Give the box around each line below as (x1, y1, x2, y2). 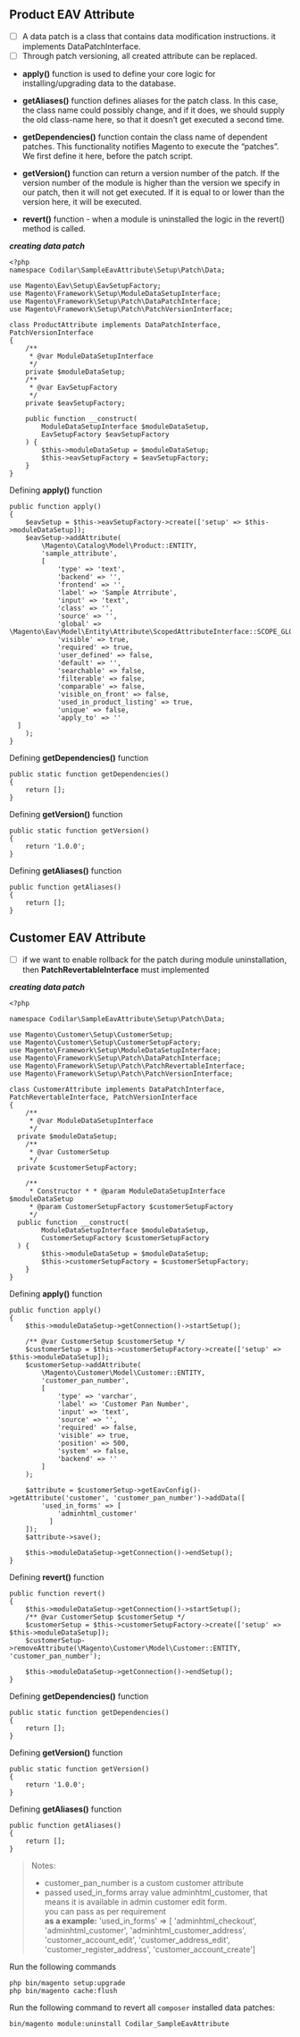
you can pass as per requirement (44, 1906, 167, 1916)
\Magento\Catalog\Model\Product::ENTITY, (41, 541, 198, 550)
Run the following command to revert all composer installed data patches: (9, 2002, 275, 2013)
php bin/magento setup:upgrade (9, 1978, 126, 1988)
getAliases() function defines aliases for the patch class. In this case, (21, 95, 279, 106)
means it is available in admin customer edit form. (44, 1896, 228, 1907)
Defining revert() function (9, 1571, 104, 1582)
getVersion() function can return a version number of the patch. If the (21, 167, 279, 178)
